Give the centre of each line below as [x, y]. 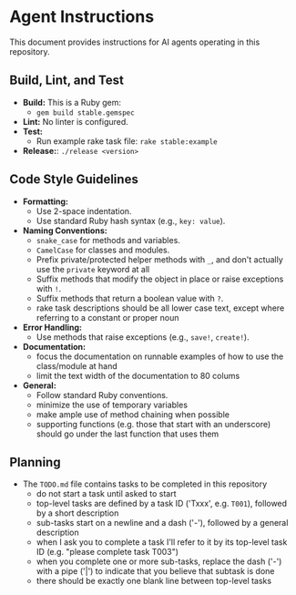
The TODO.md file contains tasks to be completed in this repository [145, 484]
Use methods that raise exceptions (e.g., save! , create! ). [143, 337]
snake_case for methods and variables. [108, 240]
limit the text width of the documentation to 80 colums [138, 375]
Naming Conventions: [65, 231]
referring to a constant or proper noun [107, 317]
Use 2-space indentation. [84, 210]
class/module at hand [77, 365]
